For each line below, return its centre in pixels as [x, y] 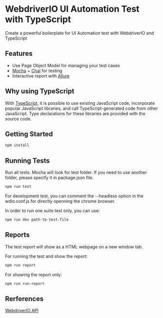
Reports [18, 235]
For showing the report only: [33, 274]
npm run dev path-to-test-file [37, 220]
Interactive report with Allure [41, 76]
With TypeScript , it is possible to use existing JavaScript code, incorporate [80, 103]
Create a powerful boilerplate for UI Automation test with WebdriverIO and [80, 33]
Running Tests [27, 160]
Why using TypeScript [40, 91]
